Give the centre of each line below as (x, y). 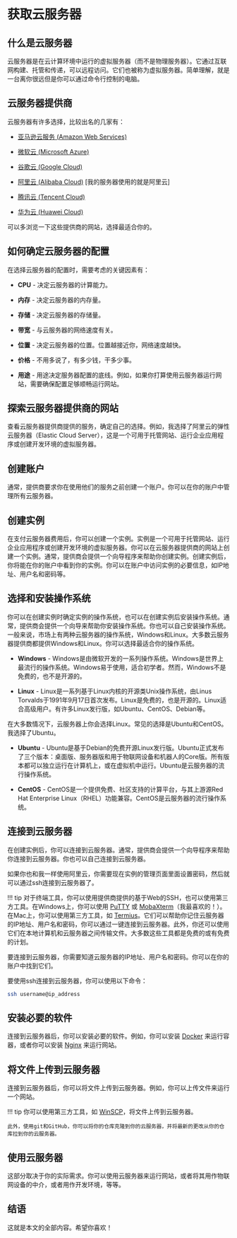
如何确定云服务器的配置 (58, 251)
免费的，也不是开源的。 (51, 676)
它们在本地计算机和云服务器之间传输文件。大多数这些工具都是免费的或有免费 (119, 933)
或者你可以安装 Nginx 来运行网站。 (70, 1045)
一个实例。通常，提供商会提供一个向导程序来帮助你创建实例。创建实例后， (121, 557)
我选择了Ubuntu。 (34, 732)
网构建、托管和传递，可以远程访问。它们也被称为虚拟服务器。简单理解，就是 (119, 70)
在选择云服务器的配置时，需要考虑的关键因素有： (78, 270)
